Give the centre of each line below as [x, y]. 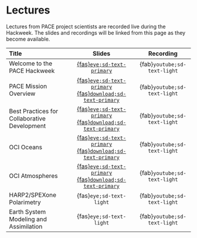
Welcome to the [31, 63]
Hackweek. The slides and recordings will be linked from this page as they [96, 32]
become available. [28, 39]
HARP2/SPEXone [33, 195]
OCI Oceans [26, 147]
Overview [22, 93]
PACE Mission [28, 86]
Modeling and [28, 219]
